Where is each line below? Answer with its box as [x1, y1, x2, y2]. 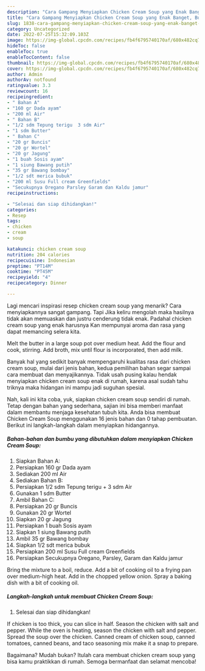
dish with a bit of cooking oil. [7, 579, 79, 586]
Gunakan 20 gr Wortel [15, 509, 72, 516]
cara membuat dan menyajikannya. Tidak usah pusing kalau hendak [7, 371, 177, 378]
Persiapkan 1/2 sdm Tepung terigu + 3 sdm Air [15, 483, 133, 490]
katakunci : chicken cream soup [7, 246, 86, 252]
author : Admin [7, 71, 43, 77]
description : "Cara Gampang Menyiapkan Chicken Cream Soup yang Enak [7, 9, 187, 15]
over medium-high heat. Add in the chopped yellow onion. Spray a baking [7, 572, 192, 580]
